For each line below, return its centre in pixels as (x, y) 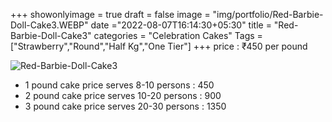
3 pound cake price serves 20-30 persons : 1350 (125, 106)
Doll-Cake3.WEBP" (49, 25)
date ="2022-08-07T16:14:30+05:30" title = (181, 25)
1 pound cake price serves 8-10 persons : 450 (119, 85)
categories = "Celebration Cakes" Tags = (178, 35)
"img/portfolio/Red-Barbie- (268, 14)
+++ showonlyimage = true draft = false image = (110, 14)
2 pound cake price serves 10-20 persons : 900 (123, 95)
